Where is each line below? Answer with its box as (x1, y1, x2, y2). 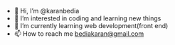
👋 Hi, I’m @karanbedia (14, 7, 80, 15)
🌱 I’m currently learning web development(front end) (14, 22, 169, 30)
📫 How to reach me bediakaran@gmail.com (14, 30, 144, 38)
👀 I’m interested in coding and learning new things (14, 14, 161, 22)
